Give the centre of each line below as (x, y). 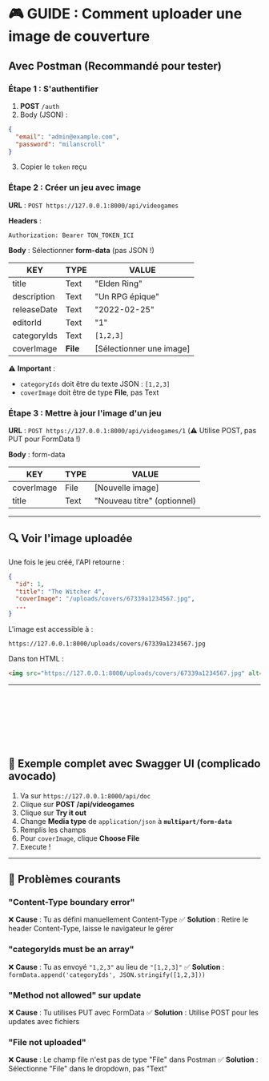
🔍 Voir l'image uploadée (70, 538)
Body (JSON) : (44, 115)
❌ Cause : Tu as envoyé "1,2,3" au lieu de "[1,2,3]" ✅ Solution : (116, 966)
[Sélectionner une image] (143, 348)
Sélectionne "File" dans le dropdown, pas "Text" (88, 1069)
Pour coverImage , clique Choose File (80, 838)
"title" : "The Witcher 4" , (60, 592)
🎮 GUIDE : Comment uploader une (125, 14)
